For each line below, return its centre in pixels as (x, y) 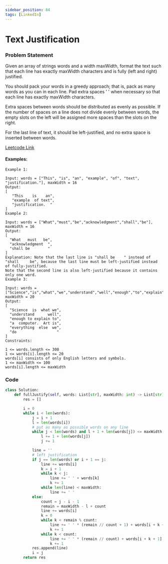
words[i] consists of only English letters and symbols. (66, 359)
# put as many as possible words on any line (80, 427)
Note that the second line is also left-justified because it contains (81, 271)
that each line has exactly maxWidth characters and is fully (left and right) (81, 71)
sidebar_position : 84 (28, 10)
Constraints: (19, 341)
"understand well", (35, 315)
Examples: (16, 159)
